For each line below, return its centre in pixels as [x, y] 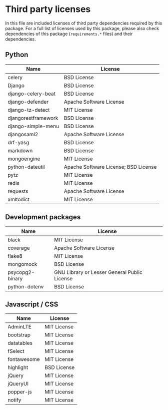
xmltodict [19, 199]
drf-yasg [18, 142]
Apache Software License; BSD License [110, 167]
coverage [19, 248]
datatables [20, 343]
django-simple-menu [33, 126]
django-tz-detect [29, 110]
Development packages [43, 217]
